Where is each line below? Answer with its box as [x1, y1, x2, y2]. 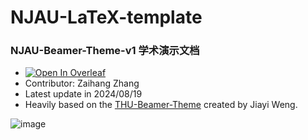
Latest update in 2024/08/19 [24, 88, 143, 100]
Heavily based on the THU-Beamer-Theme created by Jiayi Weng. [24, 99, 298, 111]
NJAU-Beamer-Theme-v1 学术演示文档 [10, 44, 200, 58]
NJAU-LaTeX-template [10, 6, 203, 29]
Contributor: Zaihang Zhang [24, 77, 140, 90]
